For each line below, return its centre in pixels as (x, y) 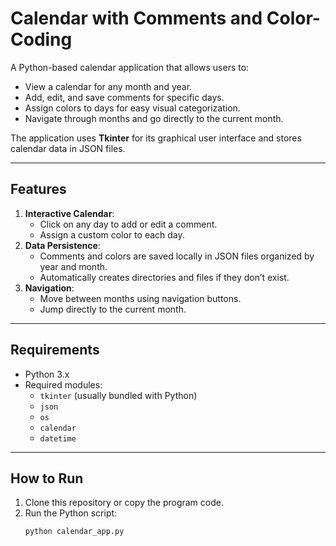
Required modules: (63, 384)
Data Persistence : (62, 245)
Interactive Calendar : (69, 213)
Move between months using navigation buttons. (140, 298)
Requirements (55, 350)
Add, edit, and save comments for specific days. (124, 97)
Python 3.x (47, 374)
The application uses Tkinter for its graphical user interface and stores (156, 138)
